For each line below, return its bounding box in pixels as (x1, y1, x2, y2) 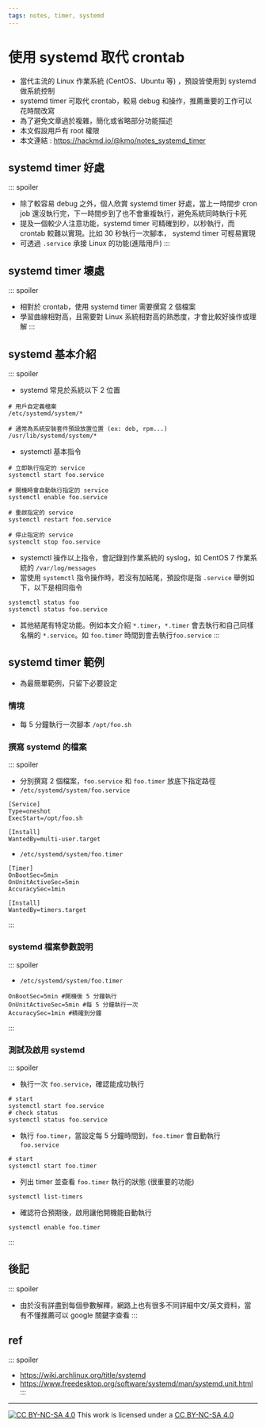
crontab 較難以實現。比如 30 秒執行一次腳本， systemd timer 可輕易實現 (19, 229, 256, 238)
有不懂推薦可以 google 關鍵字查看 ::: (19, 1310, 139, 1320)
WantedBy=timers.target (8, 906, 87, 914)
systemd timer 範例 (8, 656, 105, 669)
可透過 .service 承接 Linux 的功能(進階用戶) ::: (19, 239, 170, 248)
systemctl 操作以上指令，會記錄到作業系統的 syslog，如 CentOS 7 (19, 553, 235, 562)
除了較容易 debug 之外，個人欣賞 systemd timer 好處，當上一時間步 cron (19, 199, 258, 209)
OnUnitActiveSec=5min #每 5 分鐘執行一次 (8, 1001, 139, 1009)
